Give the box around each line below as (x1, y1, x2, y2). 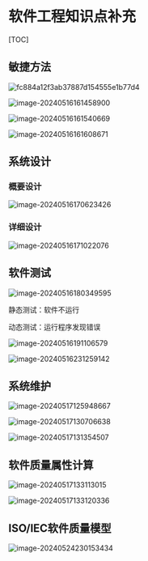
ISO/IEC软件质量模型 (8, 521, 112, 535)
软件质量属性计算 (8, 458, 94, 472)
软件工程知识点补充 (8, 7, 137, 26)
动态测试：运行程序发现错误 (8, 321, 101, 332)
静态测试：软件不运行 (8, 304, 79, 314)
